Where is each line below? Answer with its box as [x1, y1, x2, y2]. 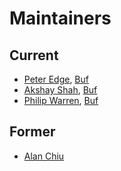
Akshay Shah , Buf [23, 84, 98, 96]
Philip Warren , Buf [23, 95, 99, 106]
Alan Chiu [23, 150, 65, 162]
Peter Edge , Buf [23, 73, 89, 85]
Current [9, 47, 59, 64]
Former [9, 123, 56, 141]
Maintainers [9, 7, 112, 30]
